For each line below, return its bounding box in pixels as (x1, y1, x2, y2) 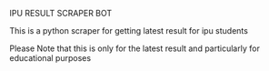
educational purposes (9, 53, 92, 63)
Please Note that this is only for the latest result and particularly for (9, 43, 261, 54)
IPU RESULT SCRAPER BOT (9, 8, 113, 18)
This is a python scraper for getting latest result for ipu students (9, 25, 248, 35)
